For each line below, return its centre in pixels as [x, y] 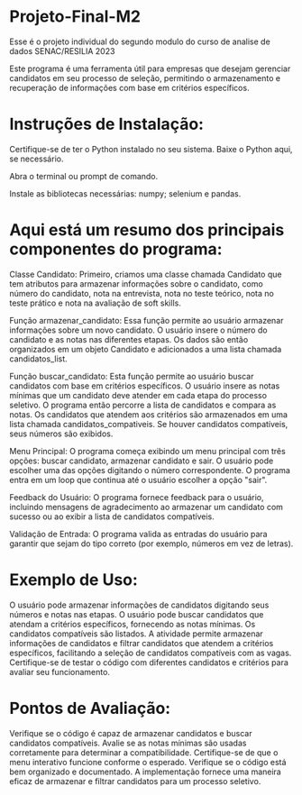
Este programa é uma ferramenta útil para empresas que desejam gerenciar [150, 69]
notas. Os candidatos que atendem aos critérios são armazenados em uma [149, 414]
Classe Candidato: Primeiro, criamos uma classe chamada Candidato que [146, 274]
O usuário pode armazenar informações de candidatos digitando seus [139, 605]
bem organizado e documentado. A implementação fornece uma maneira [145, 772]
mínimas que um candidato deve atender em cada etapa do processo [138, 395]
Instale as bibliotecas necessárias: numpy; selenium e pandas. [125, 193]
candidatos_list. [38, 359]
